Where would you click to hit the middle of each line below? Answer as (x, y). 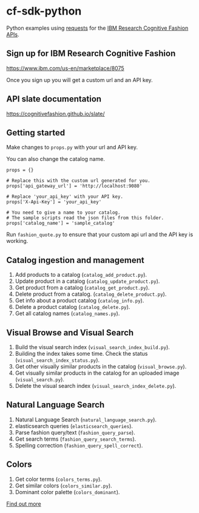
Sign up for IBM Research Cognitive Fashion (91, 54)
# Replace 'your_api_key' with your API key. (65, 197)
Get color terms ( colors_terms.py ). (58, 479)
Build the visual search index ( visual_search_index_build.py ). (92, 347)
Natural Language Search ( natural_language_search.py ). (86, 420)
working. (17, 241)
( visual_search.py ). (40, 379)
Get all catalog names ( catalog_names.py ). (67, 313)
